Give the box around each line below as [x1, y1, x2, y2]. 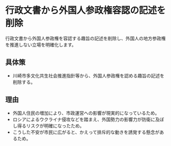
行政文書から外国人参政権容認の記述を [5, 5, 166, 16]
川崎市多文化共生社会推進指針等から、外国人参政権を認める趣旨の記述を [12, 72, 164, 79]
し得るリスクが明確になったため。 [12, 123, 84, 129]
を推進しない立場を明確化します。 [5, 41, 76, 47]
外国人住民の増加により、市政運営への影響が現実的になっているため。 [12, 110, 160, 116]
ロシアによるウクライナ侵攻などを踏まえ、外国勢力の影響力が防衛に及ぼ [12, 116, 164, 123]
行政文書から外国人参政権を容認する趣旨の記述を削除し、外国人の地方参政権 [5, 35, 166, 41]
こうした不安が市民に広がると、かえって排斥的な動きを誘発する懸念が [12, 129, 160, 135]
